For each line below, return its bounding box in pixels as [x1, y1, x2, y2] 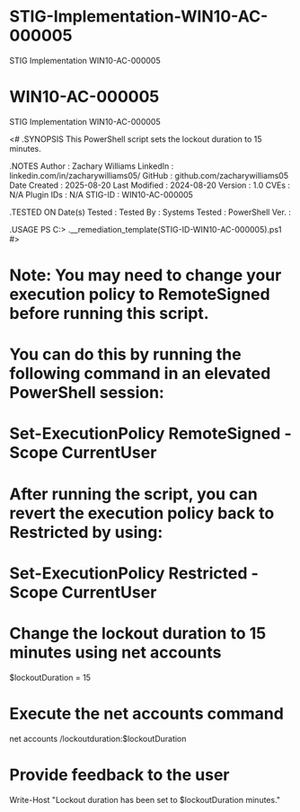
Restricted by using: [9, 522, 163, 543]
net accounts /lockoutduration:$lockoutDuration [9, 733, 187, 744]
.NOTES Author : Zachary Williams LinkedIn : [9, 160, 174, 172]
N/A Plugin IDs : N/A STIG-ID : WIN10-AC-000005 [9, 189, 193, 199]
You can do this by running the [9, 344, 242, 365]
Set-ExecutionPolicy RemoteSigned [9, 424, 281, 444]
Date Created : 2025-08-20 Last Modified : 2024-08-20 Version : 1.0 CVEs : [9, 180, 290, 190]
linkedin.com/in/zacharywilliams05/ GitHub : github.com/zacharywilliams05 [9, 170, 289, 181]
